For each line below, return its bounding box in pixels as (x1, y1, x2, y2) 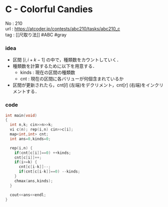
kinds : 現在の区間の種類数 (20, 69, 75, 75)
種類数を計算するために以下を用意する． (12, 63, 97, 69)
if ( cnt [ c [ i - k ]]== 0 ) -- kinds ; (18, 169, 80, 174)
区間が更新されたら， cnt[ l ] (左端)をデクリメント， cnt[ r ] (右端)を (12, 82, 146, 88)
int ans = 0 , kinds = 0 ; (10, 136, 51, 141)
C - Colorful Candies (5, 4, 93, 15)
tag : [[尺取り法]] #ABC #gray (5, 31, 67, 37)
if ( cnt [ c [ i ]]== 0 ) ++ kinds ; (14, 150, 71, 155)
